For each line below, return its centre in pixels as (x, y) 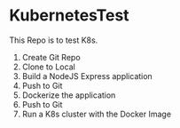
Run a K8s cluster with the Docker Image (96, 114)
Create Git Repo (51, 57)
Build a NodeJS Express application (87, 76)
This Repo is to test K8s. (54, 40)
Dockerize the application (69, 95)
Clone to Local (48, 67)
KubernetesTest (70, 16)
